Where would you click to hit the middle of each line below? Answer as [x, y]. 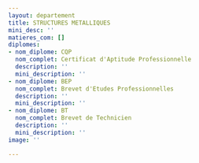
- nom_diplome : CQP [40, 52]
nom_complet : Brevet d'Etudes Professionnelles [95, 89]
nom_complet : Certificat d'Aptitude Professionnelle [103, 60]
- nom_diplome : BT [38, 111]
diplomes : [24, 45]
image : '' [24, 140]
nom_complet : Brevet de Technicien [74, 118]
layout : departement [42, 15]
